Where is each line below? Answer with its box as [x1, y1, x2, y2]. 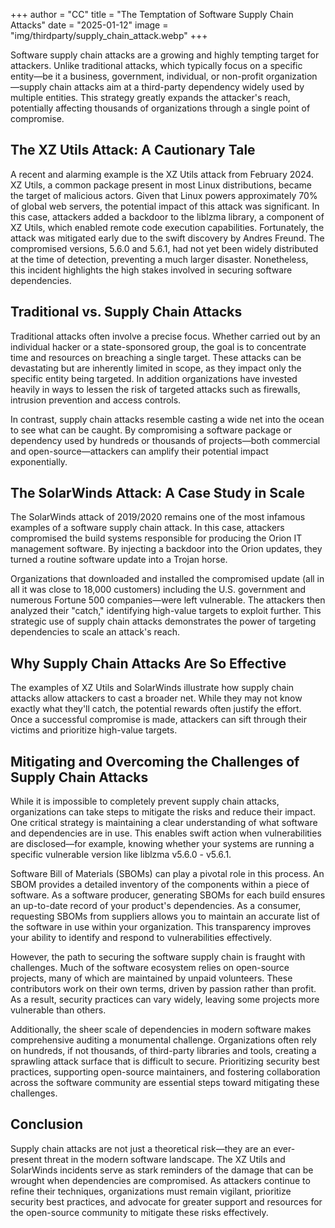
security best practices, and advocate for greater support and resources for [10, 1195, 323, 1208]
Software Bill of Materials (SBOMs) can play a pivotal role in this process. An [10, 868, 325, 880]
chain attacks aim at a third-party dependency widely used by [49, 81, 305, 93]
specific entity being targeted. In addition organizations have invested [10, 372, 298, 384]
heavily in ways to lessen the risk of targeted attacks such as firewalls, [10, 383, 301, 395]
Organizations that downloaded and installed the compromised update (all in [10, 573, 325, 585]
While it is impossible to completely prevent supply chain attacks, [10, 795, 280, 808]
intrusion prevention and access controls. [10, 394, 182, 406]
